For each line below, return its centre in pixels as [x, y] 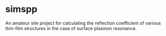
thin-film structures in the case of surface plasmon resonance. [71, 28]
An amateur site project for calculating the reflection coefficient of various [83, 23]
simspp [21, 9]
